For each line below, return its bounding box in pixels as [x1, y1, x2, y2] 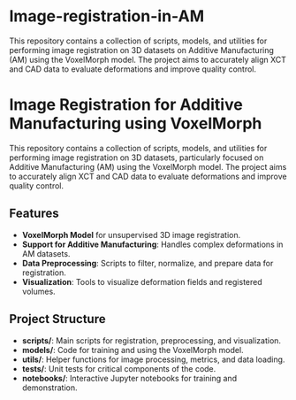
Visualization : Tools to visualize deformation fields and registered [21, 276, 262, 287]
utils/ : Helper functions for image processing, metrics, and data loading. [21, 354, 285, 365]
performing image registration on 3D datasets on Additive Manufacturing [9, 44, 274, 55]
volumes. [21, 286, 56, 296]
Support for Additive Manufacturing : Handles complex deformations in [21, 239, 284, 250]
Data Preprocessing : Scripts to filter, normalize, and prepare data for [21, 258, 274, 268]
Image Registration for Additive [9, 95, 243, 115]
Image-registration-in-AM [9, 6, 205, 27]
